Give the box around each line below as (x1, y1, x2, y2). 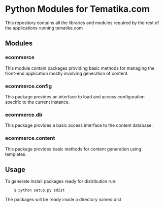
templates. (5, 151, 27, 157)
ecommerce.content (5, 135, 55, 142)
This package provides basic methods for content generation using (5, 146, 141, 152)
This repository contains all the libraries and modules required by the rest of (5, 20, 159, 26)
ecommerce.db (5, 111, 43, 118)
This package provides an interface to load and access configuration (5, 93, 145, 99)
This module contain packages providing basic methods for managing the (5, 65, 155, 71)
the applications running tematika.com (5, 25, 83, 30)
